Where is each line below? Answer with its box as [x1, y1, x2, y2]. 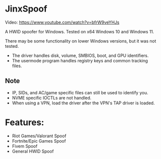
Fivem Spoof [12, 143, 38, 149]
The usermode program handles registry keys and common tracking [12, 58, 148, 63]
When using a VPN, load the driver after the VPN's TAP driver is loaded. [12, 100, 155, 106]
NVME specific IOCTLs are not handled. [12, 95, 92, 101]
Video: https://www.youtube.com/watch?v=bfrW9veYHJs [5, 19, 119, 25]
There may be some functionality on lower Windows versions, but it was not [5, 38, 156, 44]
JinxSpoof [5, 3, 47, 14]
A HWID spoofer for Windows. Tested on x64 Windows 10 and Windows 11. [5, 29, 154, 34]
